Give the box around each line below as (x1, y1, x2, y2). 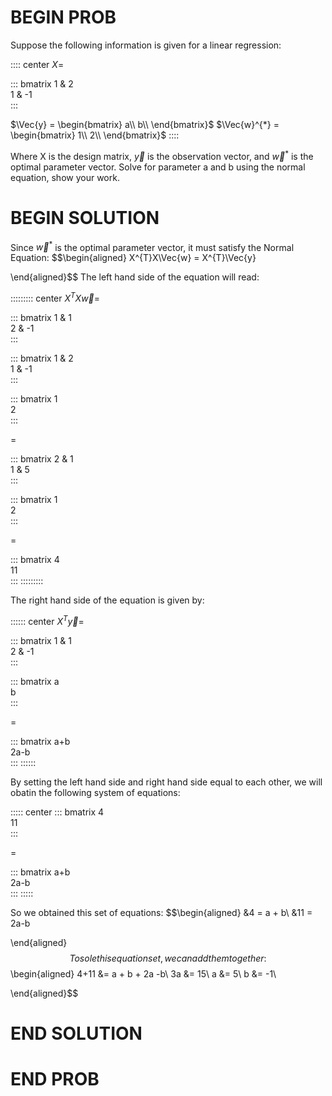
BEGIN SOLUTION (10, 206, 160, 229)
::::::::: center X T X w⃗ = (10, 291, 101, 304)
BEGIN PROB (10, 6, 117, 29)
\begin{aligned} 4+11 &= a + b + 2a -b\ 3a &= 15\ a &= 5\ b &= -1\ (10, 967, 277, 980)
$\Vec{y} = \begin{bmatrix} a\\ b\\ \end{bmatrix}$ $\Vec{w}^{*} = (10, 118, 280, 130)
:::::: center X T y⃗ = (10, 613, 85, 627)
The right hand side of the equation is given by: (10, 594, 205, 606)
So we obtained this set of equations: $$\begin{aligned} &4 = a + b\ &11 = (10, 906, 313, 918)
